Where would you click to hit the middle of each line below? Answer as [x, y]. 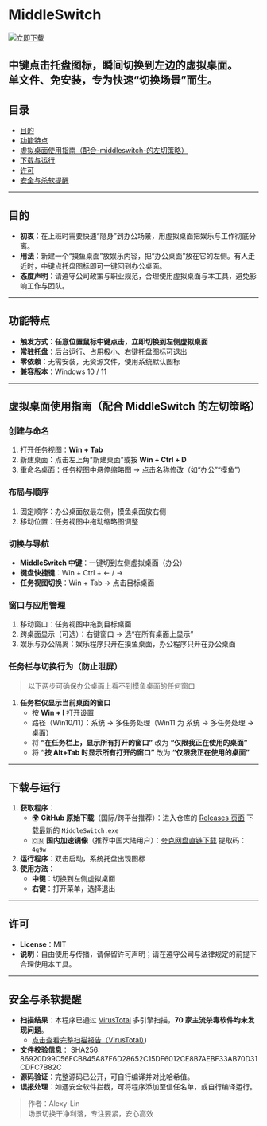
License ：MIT [43, 944]
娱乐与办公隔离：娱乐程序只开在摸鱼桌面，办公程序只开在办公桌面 [128, 644]
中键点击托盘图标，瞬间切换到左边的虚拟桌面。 [123, 65]
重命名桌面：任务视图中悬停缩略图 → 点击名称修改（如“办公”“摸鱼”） [132, 470]
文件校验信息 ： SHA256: [60, 1050]
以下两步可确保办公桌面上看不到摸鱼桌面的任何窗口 [111, 685]
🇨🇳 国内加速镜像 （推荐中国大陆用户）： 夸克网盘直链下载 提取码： [139, 840]
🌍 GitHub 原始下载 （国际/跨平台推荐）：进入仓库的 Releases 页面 [138, 818]
